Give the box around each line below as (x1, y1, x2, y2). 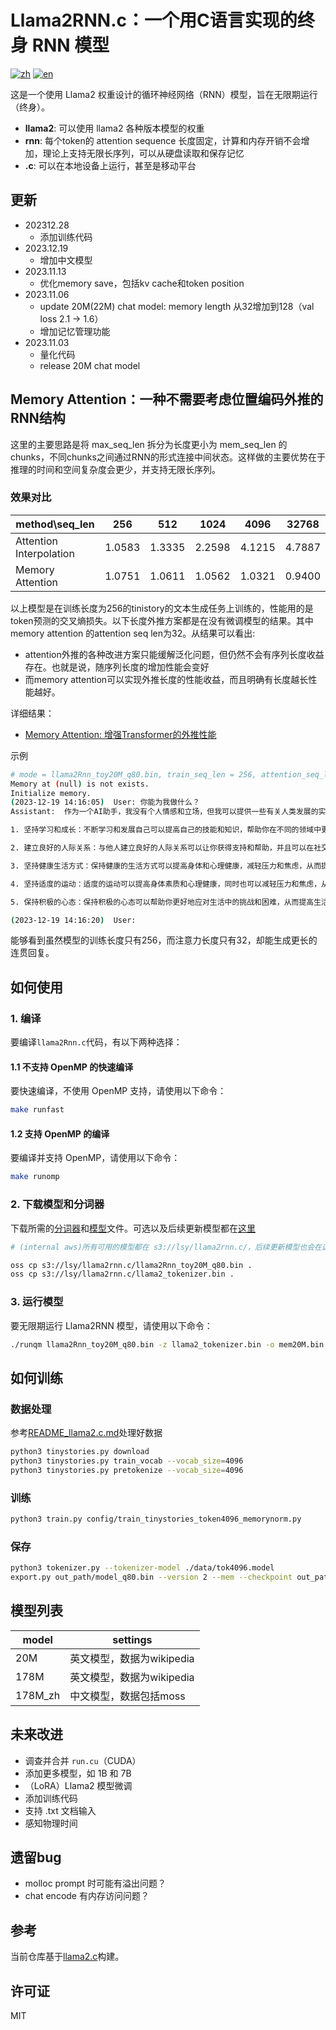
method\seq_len (15, 517, 95, 531)
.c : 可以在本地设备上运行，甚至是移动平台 (24, 159, 197, 171)
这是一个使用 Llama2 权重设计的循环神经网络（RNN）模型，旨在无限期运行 (10, 88, 318, 100)
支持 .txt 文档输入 (24, 1804, 97, 1816)
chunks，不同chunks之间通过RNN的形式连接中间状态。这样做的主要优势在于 (10, 451, 326, 463)
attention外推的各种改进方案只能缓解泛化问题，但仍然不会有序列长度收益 (24, 648, 325, 660)
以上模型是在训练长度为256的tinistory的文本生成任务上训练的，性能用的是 (10, 602, 314, 614)
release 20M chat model (39, 359, 141, 371)
